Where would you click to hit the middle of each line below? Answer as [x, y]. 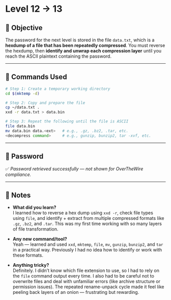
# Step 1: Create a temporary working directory [58, 89]
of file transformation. [35, 229]
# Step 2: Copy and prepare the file [45, 103]
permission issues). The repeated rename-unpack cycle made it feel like [88, 287]
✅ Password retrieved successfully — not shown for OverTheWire [74, 168]
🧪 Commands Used [36, 77]
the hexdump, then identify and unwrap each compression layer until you [83, 51]
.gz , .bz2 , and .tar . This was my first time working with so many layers [87, 224]
